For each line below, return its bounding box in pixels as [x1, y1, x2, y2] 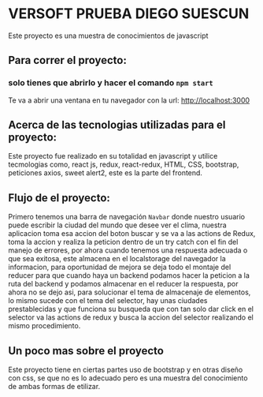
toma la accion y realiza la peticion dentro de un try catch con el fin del [8, 238, 239, 247]
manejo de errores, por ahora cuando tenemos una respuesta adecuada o [8, 245, 248, 255]
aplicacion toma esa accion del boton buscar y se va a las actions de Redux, [8, 229, 256, 238]
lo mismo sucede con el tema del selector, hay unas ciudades [8, 296, 208, 305]
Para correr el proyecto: [8, 54, 128, 67]
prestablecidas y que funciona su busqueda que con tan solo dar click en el [8, 305, 254, 314]
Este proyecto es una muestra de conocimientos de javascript [8, 31, 209, 40]
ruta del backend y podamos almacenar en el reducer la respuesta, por [8, 279, 239, 289]
